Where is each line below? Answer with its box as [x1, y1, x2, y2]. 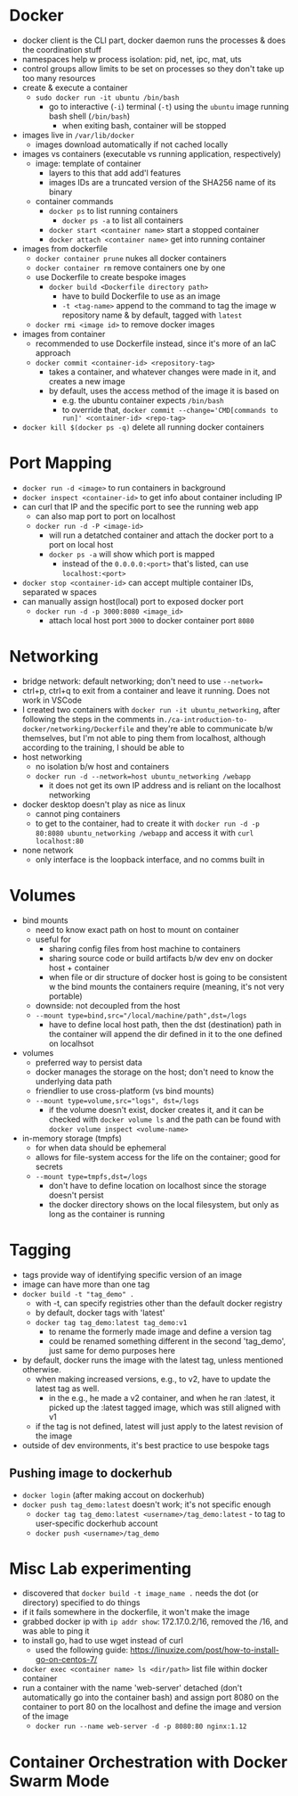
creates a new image [48, 375, 126, 386]
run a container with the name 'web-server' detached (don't [21, 1683, 243, 1693]
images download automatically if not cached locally [35, 139, 229, 150]
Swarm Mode [9, 1771, 109, 1791]
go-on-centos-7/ [35, 1654, 98, 1665]
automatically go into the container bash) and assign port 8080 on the [21, 1692, 279, 1703]
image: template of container [35, 158, 141, 169]
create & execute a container [21, 82, 128, 93]
